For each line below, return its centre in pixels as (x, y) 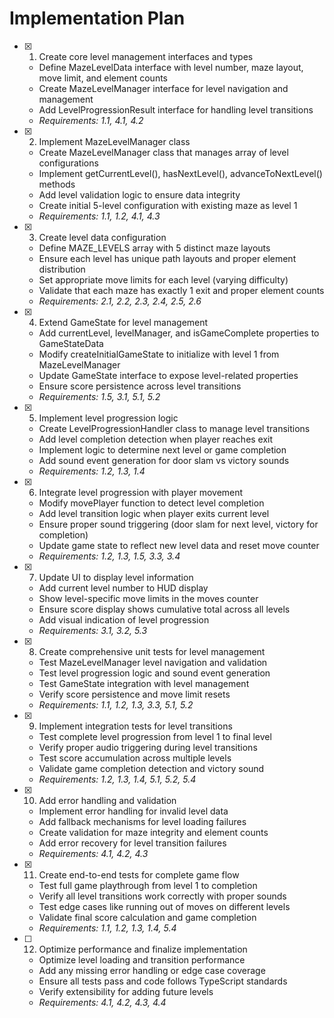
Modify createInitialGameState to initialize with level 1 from (159, 354)
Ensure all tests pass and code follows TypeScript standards (163, 981)
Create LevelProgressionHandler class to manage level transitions (174, 428)
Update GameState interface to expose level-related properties (168, 375)
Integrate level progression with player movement (141, 492)
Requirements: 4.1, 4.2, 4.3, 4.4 (102, 1002)
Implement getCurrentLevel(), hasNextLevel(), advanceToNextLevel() (180, 173)
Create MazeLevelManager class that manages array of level (163, 152)
